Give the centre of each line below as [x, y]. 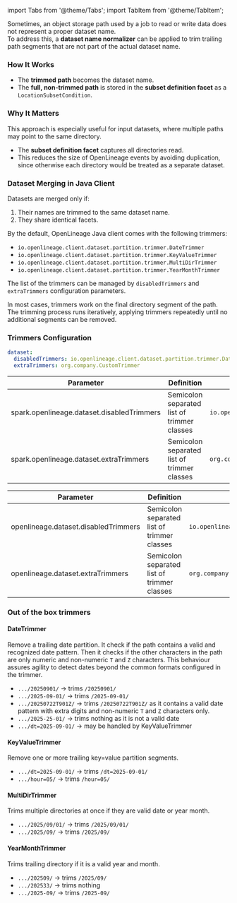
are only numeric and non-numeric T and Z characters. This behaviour [109, 659]
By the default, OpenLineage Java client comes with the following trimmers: [117, 233]
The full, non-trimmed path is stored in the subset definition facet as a [122, 88]
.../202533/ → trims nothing [59, 885]
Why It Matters [34, 114]
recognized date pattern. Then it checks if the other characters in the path [115, 652]
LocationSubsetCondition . [55, 95]
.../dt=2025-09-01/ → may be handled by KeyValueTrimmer [105, 726]
